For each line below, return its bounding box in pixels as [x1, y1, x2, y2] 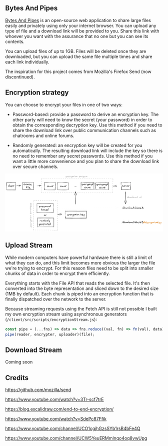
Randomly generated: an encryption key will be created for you [12, 142, 142, 148]
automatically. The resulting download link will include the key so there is [12, 147, 163, 153]
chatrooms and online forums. [12, 132, 74, 138]
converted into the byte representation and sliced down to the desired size [5, 285, 159, 291]
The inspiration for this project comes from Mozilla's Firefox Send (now [5, 68, 151, 74]
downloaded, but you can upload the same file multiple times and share [5, 53, 152, 59]
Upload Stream [5, 241, 53, 249]
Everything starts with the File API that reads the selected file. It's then [5, 280, 150, 286]
